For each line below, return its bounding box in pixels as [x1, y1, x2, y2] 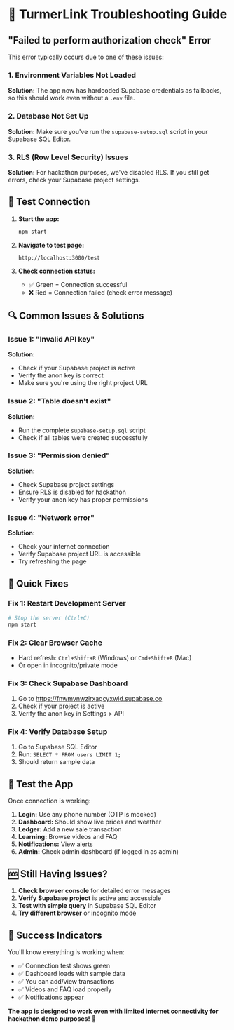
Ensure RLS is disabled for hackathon [18, 488, 127, 496]
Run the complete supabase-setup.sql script [18, 426, 146, 434]
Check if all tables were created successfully [18, 433, 148, 441]
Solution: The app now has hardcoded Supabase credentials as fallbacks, [8, 86, 222, 95]
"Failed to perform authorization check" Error [8, 34, 212, 46]
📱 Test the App [8, 778, 74, 790]
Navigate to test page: [18, 241, 85, 249]
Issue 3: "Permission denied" [8, 450, 111, 460]
